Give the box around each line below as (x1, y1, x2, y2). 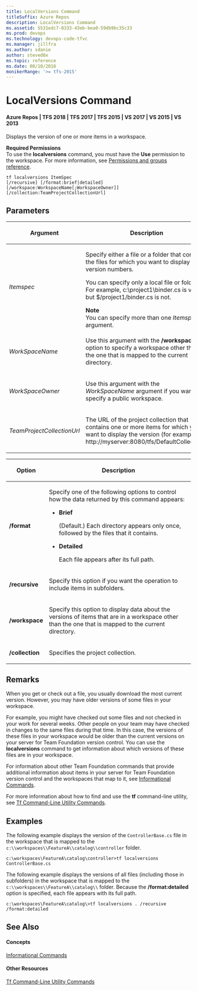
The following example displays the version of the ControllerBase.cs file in (6, 832, 187, 839)
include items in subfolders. (49, 584, 125, 592)
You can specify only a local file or (85, 278, 181, 286)
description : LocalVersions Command (6, 19, 96, 25)
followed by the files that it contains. (59, 529, 158, 537)
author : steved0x (6, 52, 49, 58)
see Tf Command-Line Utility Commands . (6, 799, 107, 806)
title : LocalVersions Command (6, 8, 80, 15)
